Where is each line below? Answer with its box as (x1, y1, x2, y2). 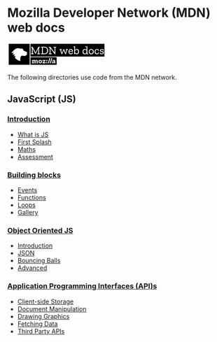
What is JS (17, 130, 49, 138)
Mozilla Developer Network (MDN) (7, 5, 211, 21)
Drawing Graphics (17, 312, 70, 320)
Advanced (17, 264, 48, 272)
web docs (7, 20, 65, 36)
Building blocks (7, 170, 62, 180)
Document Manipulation (17, 304, 87, 313)
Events (17, 185, 38, 194)
